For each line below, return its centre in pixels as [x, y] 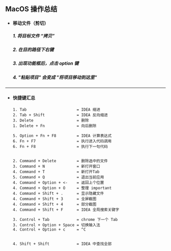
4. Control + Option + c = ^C [49, 230]
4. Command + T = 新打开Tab [56, 172]
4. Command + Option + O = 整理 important [62, 188]
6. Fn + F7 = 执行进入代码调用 [62, 141]
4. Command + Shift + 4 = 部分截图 [54, 205]
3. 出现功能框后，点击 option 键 [46, 63]
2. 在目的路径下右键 [33, 49]
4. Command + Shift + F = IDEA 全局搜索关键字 [66, 210]
